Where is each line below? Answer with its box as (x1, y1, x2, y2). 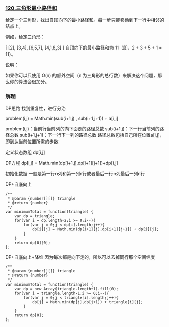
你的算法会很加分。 (9, 79, 49, 85)
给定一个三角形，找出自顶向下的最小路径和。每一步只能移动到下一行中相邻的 (5, 17, 164, 23)
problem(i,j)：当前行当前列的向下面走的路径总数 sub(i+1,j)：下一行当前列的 (5, 125, 160, 132)
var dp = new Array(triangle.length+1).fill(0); (14, 286, 119, 291)
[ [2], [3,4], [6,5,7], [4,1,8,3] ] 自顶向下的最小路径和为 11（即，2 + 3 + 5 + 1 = (5, 44, 162, 51)
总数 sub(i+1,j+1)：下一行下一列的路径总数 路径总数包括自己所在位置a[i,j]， (9, 132, 164, 138)
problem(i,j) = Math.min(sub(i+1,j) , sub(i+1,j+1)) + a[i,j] (5, 115, 119, 121)
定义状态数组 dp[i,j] (5, 149, 45, 155)
